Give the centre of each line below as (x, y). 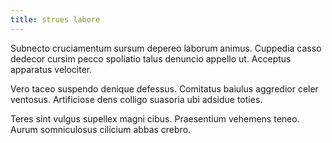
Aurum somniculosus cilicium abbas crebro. (101, 129)
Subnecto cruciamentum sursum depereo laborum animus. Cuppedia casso (166, 48)
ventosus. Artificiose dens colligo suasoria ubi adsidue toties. (136, 99)
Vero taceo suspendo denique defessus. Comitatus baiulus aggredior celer (164, 88)
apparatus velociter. (51, 69)
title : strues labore (55, 19)
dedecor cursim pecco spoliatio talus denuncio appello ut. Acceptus (151, 58)
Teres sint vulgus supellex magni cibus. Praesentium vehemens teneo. (155, 118)
